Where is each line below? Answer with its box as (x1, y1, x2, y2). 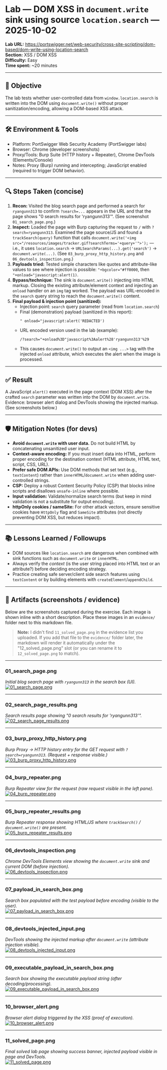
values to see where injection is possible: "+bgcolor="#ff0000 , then (12, 267, 150, 272)
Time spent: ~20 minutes (5, 62, 58, 68)
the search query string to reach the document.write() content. (12, 293, 141, 299)
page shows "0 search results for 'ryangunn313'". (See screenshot (12, 214, 149, 220)
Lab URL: (5, 41, 24, 47)
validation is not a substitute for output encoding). (12, 499, 115, 505)
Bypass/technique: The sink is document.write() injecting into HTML (12, 277, 154, 283)
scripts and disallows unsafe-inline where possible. (12, 488, 120, 494)
